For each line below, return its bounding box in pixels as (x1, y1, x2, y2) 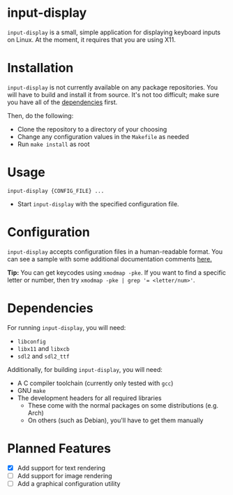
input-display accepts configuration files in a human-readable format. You (7, 247, 223, 256)
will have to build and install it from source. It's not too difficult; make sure (7, 90, 220, 99)
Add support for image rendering (17, 471, 113, 480)
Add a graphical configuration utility (17, 479, 121, 487)
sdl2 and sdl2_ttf (17, 352, 70, 360)
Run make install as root (17, 140, 90, 148)
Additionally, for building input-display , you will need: (7, 365, 163, 373)
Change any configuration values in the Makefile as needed (17, 132, 190, 141)
